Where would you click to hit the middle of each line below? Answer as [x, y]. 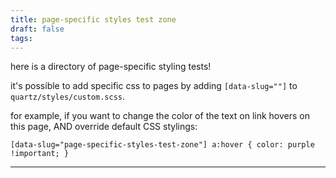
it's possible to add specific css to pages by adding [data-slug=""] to [154, 86]
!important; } [40, 154]
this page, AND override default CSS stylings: [104, 127]
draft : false [37, 29]
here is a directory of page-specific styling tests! [111, 67]
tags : [21, 38]
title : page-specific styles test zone [93, 19]
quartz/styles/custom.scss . [68, 97]
